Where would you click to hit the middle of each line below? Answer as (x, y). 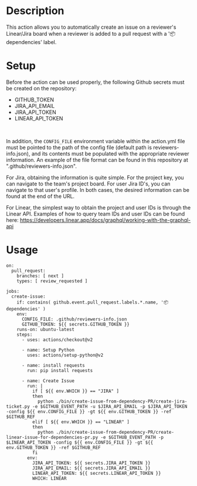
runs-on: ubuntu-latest (46, 329)
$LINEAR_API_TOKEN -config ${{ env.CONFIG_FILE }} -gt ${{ (80, 442)
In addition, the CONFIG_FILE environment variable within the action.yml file (96, 141)
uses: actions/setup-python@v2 (65, 355)
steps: (25, 335)
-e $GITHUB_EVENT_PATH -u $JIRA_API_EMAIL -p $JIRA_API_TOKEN (110, 406)
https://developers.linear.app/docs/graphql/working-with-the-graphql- (105, 220)
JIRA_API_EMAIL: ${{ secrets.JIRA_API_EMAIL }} (91, 468)
